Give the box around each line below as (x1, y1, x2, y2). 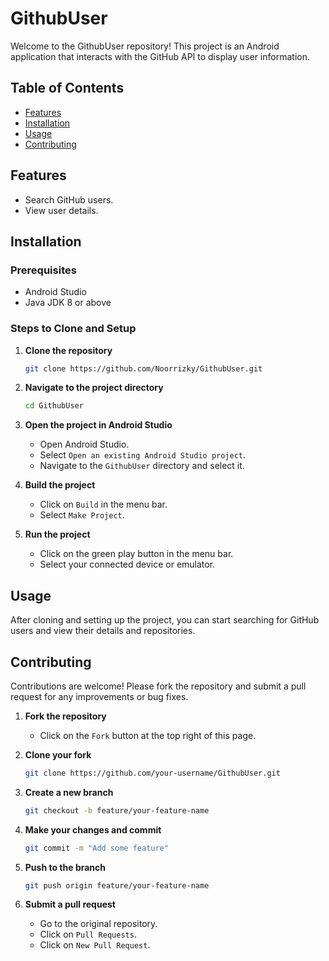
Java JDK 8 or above (24, 297, 112, 309)
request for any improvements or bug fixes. (10, 690, 189, 702)
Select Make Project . (39, 509, 125, 521)
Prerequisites (10, 263, 77, 277)
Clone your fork (24, 748, 92, 761)
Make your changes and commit (24, 823, 162, 836)
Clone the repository (24, 344, 113, 356)
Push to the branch (24, 861, 107, 873)
